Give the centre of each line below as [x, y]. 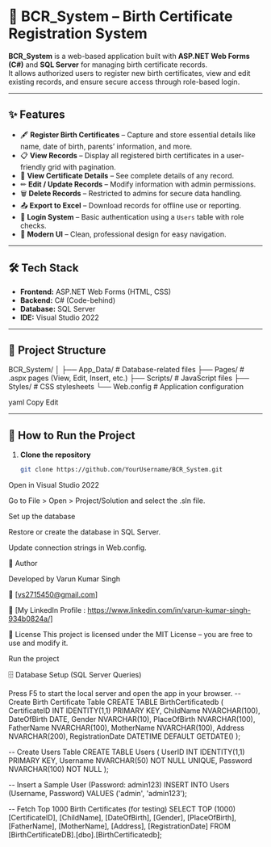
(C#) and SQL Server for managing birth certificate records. [108, 65]
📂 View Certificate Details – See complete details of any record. [127, 175]
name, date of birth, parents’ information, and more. [106, 146]
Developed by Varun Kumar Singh [65, 579]
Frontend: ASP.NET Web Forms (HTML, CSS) [96, 291]
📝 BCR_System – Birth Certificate [121, 17]
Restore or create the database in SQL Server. [85, 532]
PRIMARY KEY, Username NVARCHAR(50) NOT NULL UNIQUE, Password [130, 761]
